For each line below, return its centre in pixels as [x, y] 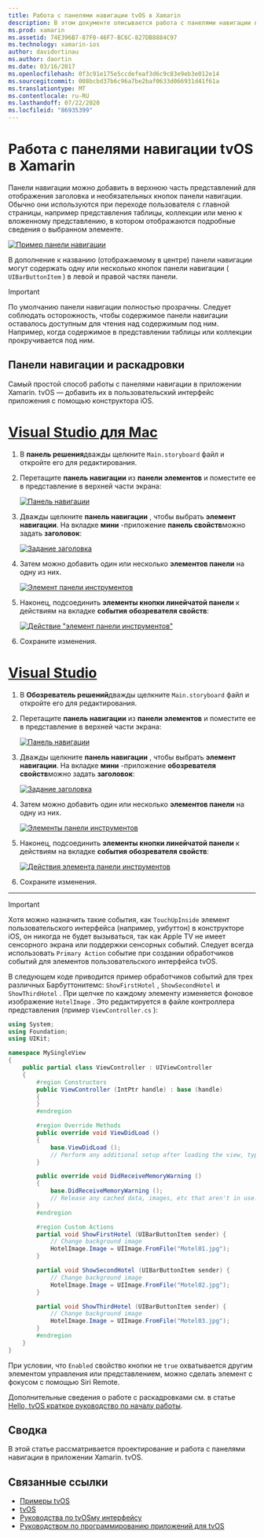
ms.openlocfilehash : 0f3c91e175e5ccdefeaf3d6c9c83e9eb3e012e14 [114, 74]
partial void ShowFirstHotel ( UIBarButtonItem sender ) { [131, 1234]
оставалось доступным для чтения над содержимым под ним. [114, 324]
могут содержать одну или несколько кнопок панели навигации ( [119, 268]
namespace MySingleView [47, 1053]
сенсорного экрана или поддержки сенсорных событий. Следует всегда [131, 944]
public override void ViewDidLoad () [98, 1133]
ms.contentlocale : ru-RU [49, 96]
